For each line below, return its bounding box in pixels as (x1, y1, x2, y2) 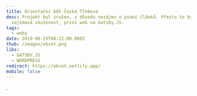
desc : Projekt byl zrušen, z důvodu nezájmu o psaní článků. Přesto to (6, 14, 185, 20)
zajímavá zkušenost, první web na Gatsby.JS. (11, 19, 125, 25)
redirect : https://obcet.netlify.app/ (6, 63, 101, 69)
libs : (6, 47, 19, 53)
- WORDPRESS (11, 57, 41, 63)
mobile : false (6, 68, 41, 74)
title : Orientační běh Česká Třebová (6, 8, 98, 15)
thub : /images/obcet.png (6, 42, 67, 47)
